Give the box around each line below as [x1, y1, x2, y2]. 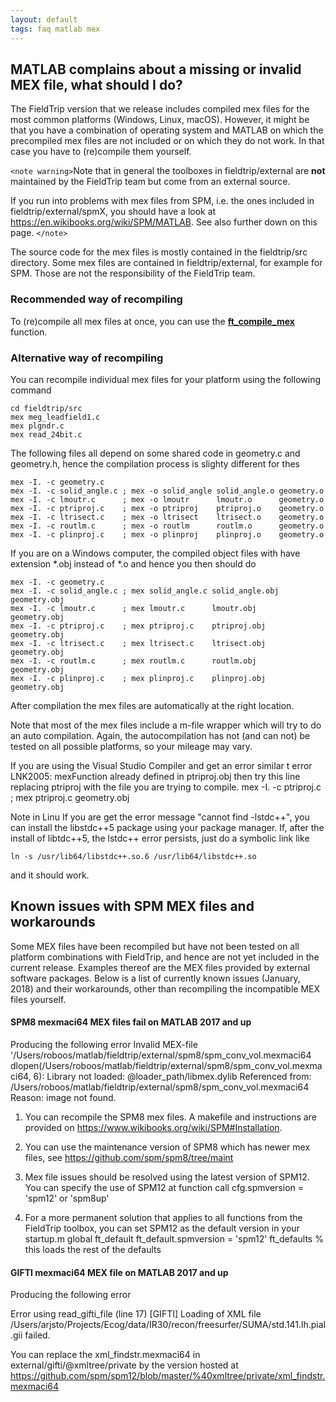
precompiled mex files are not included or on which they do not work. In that [10, 135, 325, 147]
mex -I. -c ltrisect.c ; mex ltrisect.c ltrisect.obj [10, 638, 267, 648]
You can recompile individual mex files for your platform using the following [10, 373, 321, 385]
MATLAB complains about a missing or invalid [10, 61, 302, 78]
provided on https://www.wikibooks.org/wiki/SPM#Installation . [24, 1121, 283, 1133]
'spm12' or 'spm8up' [24, 1192, 110, 1204]
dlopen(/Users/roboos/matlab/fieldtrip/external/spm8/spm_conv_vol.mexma [10, 1059, 323, 1071]
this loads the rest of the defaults [24, 1243, 162, 1255]
